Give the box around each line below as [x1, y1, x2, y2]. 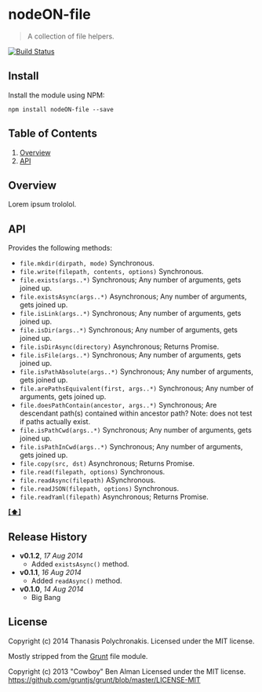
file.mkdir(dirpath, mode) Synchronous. [19, 258, 155, 268]
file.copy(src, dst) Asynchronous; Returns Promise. [19, 459, 195, 468]
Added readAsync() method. [31, 576, 123, 585]
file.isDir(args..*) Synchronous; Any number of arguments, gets [19, 325, 238, 335]
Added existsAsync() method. [31, 559, 129, 569]
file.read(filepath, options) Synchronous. [19, 467, 166, 477]
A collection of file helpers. [27, 31, 115, 41]
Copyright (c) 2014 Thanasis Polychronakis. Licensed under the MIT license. [8, 636, 255, 646]
